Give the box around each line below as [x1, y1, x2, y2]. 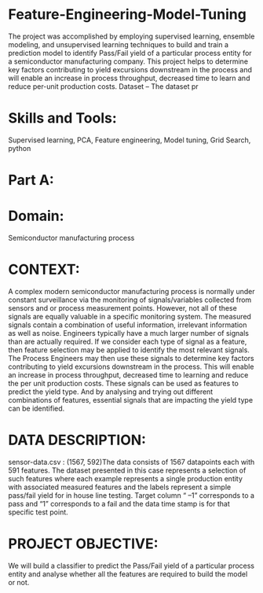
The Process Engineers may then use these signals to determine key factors [8, 353, 254, 363]
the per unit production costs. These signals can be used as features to [8, 378, 239, 388]
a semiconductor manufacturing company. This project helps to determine [8, 57, 249, 66]
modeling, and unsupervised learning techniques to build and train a [8, 39, 229, 49]
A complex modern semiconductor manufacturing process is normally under [8, 286, 255, 296]
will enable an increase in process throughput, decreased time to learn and [8, 73, 250, 83]
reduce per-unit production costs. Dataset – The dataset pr [8, 81, 199, 91]
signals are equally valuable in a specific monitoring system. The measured [8, 311, 251, 321]
